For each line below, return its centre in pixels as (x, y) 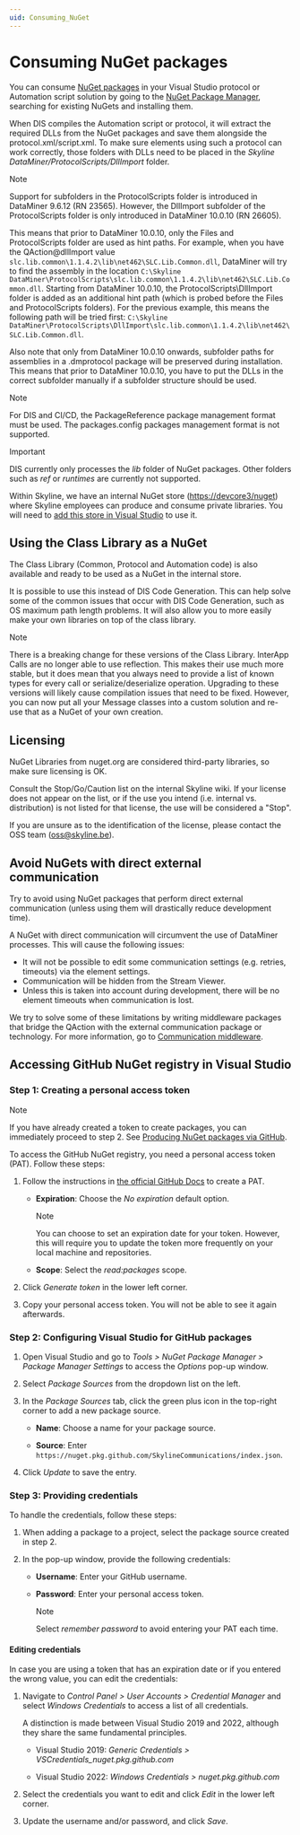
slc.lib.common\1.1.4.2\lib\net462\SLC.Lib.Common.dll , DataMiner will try (148, 261)
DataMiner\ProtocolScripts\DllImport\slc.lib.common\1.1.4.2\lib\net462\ (150, 325)
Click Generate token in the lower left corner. (105, 1287)
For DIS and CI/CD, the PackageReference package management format (142, 415)
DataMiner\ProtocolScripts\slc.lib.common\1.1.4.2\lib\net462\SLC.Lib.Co (150, 279)
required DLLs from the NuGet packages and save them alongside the (138, 133)
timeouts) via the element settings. (86, 971)
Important (27, 451)
